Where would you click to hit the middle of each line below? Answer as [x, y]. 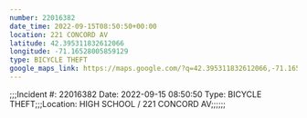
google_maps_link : [44, 69]
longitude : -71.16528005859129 [69, 52]
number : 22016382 [42, 18]
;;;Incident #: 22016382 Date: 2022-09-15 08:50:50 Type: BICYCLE [136, 94]
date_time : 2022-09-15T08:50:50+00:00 [83, 26]
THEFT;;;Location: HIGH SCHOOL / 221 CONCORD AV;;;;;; [118, 103]
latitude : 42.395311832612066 [67, 43]
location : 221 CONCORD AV [58, 34]
